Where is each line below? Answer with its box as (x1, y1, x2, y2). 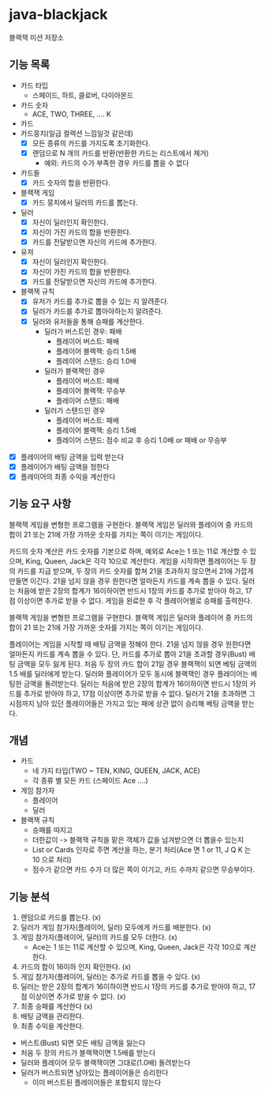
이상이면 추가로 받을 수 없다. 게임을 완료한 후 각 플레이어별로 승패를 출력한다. (17, 595, 253, 605)
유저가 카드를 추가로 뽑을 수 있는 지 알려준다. (32, 296, 169, 306)
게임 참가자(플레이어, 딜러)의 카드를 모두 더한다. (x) (20, 933, 178, 942)
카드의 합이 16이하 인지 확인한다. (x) (20, 962, 132, 971)
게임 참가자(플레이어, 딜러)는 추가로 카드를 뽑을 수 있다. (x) (20, 972, 200, 982)
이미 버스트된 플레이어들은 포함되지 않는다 (32, 1077, 162, 1088)
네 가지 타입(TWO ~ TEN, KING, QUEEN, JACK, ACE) (32, 766, 200, 775)
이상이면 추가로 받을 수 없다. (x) (28, 992, 126, 1002)
